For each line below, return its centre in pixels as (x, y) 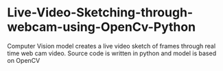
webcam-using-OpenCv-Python (102, 27)
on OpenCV (24, 60)
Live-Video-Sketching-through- (100, 13)
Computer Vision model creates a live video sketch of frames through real (111, 46)
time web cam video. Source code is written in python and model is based (112, 53)
